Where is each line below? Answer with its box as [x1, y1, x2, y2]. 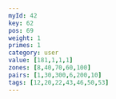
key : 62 [8, 19, 34, 27]
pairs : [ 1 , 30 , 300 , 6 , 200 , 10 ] [8, 71, 102, 79]
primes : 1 [8, 42, 42, 49]
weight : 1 [8, 34, 42, 42]
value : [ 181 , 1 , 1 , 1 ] [8, 57, 74, 65]
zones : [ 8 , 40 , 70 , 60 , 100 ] [8, 64, 91, 72]
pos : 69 [8, 26, 34, 34]
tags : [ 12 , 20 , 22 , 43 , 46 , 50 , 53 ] [8, 78, 110, 86]
